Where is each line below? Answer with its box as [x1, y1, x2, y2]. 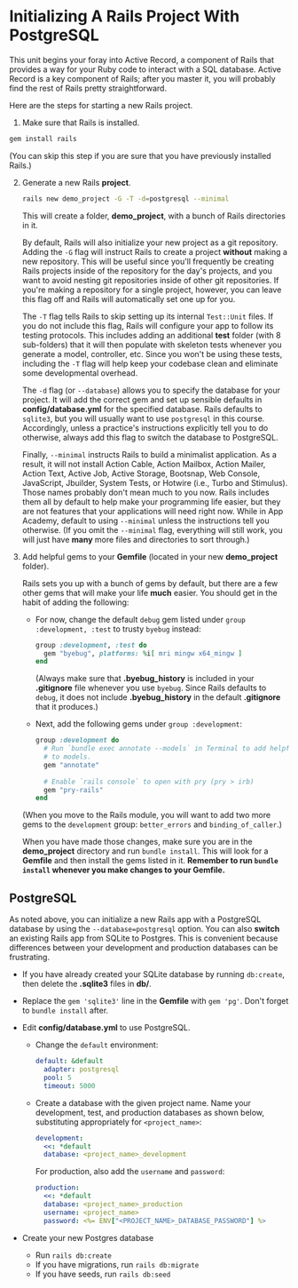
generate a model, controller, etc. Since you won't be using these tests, [21, 348, 283, 359]
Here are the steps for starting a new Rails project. [9, 99, 193, 110]
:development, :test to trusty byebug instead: [35, 624, 201, 634]
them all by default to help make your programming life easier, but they [21, 496, 281, 507]
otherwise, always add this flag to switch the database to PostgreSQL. [21, 432, 278, 442]
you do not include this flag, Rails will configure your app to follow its [21, 320, 274, 330]
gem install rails [9, 134, 77, 143]
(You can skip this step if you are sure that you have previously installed [9, 150, 272, 161]
